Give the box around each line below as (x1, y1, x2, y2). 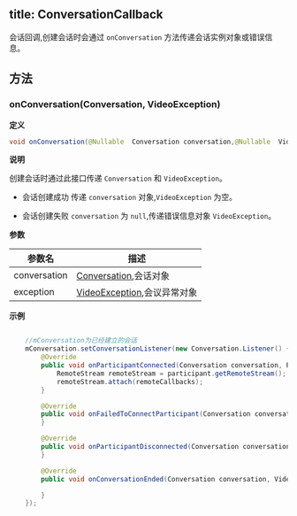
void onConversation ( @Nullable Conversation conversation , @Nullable (9, 137, 271, 146)
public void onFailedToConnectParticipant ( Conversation (41, 410, 251, 419)
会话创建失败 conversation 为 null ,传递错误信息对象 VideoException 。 (21, 211, 277, 221)
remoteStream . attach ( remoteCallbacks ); (56, 377, 203, 386)
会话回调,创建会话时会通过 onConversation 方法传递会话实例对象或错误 (9, 31, 265, 42)
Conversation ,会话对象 (76, 270, 171, 282)
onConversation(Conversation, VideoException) (9, 98, 221, 111)
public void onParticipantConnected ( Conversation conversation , (41, 361, 283, 370)
